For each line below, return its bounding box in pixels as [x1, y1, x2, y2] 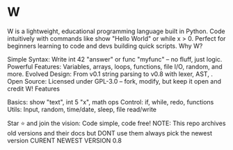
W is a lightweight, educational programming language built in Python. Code [7, 27, 225, 35]
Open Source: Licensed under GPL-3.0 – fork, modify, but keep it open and [7, 77, 221, 85]
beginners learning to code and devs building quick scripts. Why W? [7, 41, 203, 50]
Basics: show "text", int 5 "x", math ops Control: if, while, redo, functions [7, 97, 214, 106]
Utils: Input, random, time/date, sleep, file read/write [7, 105, 157, 113]
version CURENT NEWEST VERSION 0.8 [7, 136, 122, 144]
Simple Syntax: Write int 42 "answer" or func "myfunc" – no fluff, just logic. [7, 55, 223, 63]
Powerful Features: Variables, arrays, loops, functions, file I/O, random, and [7, 62, 223, 71]
